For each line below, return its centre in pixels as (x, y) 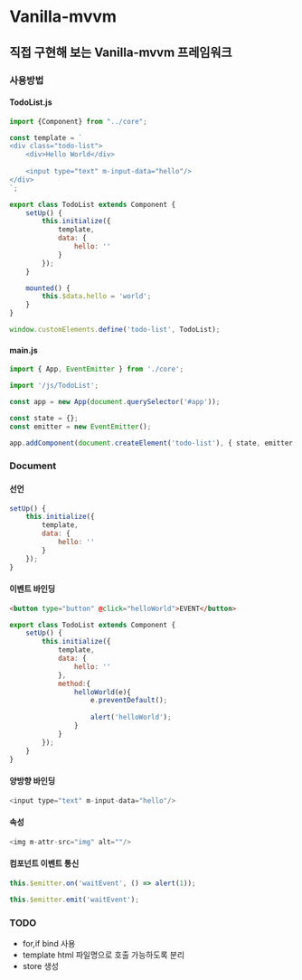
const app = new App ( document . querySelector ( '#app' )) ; (115, 401)
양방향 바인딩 (33, 781)
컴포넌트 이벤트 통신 (44, 863)
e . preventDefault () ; (129, 701)
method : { (74, 683)
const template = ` (46, 137)
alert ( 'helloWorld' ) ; (131, 717)
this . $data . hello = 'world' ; (97, 297)
